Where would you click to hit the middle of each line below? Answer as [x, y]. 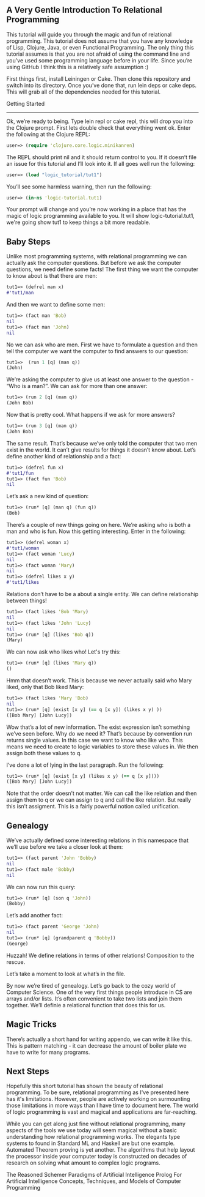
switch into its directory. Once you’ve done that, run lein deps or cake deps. [102, 85]
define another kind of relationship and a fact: [64, 456]
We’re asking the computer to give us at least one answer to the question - [100, 379]
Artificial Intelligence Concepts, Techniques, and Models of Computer [94, 1181]
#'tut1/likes [23, 583]
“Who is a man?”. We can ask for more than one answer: [77, 386]
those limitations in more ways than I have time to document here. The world [103, 1106]
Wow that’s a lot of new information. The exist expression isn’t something [98, 727]
